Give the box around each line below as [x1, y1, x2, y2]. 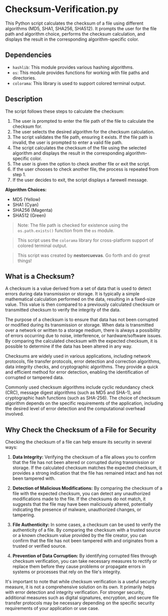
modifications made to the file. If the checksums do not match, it [12, 496, 146, 502]
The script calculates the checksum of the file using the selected [12, 144, 146, 150]
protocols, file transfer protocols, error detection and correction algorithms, [5, 358, 161, 364]
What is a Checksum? [5, 272, 75, 280]
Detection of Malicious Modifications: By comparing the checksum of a [12, 485, 163, 491]
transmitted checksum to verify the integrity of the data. [5, 307, 121, 313]
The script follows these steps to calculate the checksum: [5, 108, 124, 114]
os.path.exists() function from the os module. [17, 227, 114, 234]
